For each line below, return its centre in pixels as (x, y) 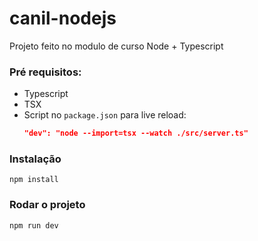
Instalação (35, 159)
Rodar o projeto (47, 205)
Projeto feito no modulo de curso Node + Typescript (116, 46)
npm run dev (34, 225)
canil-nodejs (63, 18)
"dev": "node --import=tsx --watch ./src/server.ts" (136, 133)
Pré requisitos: (45, 72)
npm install (34, 180)
